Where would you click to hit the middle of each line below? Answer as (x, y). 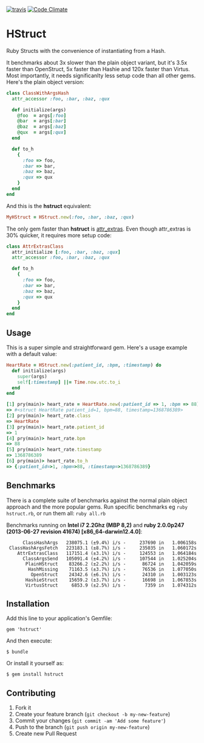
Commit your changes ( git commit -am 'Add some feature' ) (90, 720)
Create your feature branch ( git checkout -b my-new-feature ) (93, 714)
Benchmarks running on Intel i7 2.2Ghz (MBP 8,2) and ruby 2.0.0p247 (95, 525)
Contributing (31, 693)
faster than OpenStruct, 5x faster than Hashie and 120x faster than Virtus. (98, 69)
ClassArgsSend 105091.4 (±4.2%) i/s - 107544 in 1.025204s (110, 559)
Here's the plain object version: (46, 82)
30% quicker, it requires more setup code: (59, 235)
